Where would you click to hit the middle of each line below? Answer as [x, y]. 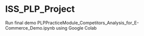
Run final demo [21, 23]
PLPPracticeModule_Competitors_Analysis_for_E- [88, 23]
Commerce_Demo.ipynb [30, 28]
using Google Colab [76, 28]
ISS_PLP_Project [40, 9]
